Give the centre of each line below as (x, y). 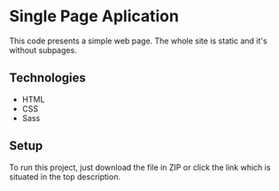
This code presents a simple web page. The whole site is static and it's (138, 41)
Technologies (48, 78)
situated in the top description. (65, 176)
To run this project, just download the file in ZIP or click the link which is (140, 167)
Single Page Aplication (94, 16)
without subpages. (43, 50)
